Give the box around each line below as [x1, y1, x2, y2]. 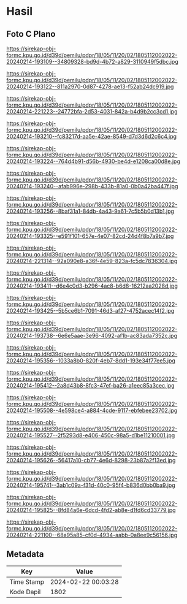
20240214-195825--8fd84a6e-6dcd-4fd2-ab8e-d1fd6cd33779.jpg [6, 507, 176, 513]
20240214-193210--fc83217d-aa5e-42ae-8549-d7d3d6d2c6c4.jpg [6, 133, 177, 140]
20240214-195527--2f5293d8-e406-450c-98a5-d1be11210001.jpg [6, 432, 175, 439]
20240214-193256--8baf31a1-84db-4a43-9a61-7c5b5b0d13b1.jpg [6, 207, 175, 215]
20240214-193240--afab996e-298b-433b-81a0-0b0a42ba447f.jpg [6, 183, 178, 189]
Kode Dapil [9, 587, 41, 596]
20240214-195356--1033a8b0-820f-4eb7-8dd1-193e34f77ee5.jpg [6, 357, 176, 364]
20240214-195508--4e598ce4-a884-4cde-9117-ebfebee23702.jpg [6, 407, 178, 414]
